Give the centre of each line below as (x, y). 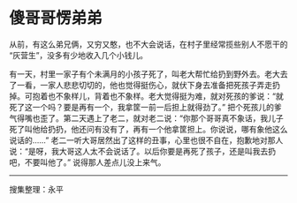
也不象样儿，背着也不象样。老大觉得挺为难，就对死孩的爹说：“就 (166, 96)
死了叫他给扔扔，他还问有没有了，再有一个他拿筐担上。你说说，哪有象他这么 (148, 129)
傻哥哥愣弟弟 (56, 18)
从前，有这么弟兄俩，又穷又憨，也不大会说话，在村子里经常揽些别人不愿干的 (148, 44)
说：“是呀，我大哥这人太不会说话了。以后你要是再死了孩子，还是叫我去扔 (143, 151)
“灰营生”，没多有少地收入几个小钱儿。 (79, 55)
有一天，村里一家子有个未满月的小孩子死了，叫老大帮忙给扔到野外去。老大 (145, 74)
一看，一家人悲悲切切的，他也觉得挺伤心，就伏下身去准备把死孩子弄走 (144, 85)
